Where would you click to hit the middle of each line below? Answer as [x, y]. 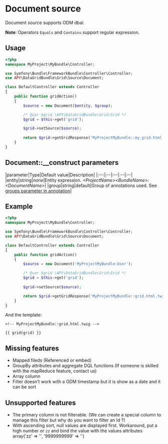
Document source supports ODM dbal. [45, 23]
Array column [26, 376]
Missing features [32, 348]
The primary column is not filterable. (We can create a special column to [87, 415]
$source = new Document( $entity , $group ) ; [68, 106]
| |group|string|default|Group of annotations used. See [101, 185]
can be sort [24, 387]
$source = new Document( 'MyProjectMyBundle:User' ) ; [78, 264]
